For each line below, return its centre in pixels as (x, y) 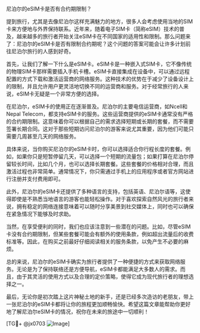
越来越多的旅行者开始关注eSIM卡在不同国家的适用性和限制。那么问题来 (104, 36)
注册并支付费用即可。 (37, 179)
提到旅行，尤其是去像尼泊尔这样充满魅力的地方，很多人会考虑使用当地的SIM (100, 21)
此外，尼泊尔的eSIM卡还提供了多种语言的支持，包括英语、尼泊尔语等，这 (96, 192)
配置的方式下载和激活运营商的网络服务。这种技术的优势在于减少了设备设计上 (100, 79)
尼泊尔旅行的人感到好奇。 (43, 51)
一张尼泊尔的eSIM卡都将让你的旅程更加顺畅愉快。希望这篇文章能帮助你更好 (99, 304)
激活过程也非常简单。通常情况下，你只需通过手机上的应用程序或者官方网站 (97, 171)
